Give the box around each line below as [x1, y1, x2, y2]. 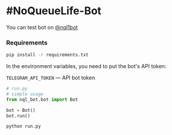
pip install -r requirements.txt [6, 52, 89, 58]
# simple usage [6, 91, 44, 97]
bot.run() [6, 112, 31, 119]
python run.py [6, 123, 42, 130]
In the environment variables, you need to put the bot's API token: [6, 63, 167, 70]
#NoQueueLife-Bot [6, 4, 102, 18]
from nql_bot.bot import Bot [6, 97, 78, 102]
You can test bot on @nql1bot [6, 24, 78, 31]
